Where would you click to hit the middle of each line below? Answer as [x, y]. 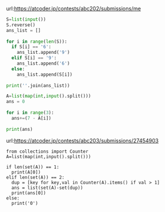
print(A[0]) [26, 172]
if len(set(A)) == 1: [33, 167]
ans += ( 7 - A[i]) [31, 118]
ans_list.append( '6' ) [43, 63]
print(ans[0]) [29, 193]
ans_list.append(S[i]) [45, 74]
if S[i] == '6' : [31, 47]
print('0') [25, 203]
